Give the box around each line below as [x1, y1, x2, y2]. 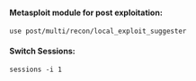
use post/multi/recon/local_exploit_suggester [9, 27, 187, 36]
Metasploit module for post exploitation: [9, 7, 164, 18]
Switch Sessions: [9, 45, 76, 56]
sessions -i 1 [9, 65, 63, 75]
